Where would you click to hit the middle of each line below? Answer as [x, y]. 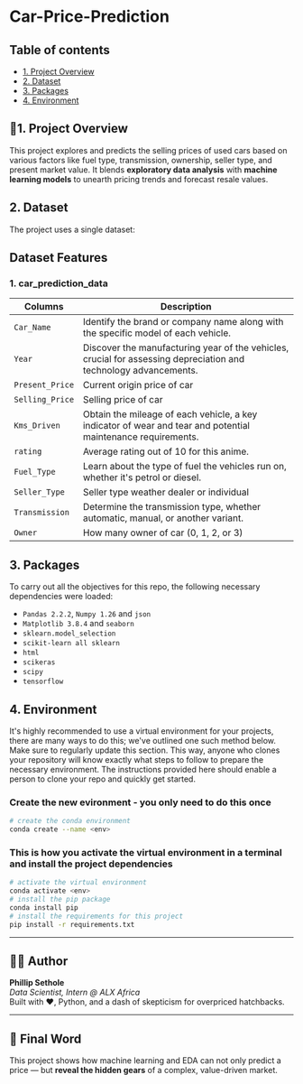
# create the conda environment [70, 821]
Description [186, 307]
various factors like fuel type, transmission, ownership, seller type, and [141, 160]
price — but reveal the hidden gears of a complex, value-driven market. [143, 1070]
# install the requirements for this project [96, 916]
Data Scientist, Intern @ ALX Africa [75, 992]
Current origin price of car [138, 385]
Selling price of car [123, 400]
